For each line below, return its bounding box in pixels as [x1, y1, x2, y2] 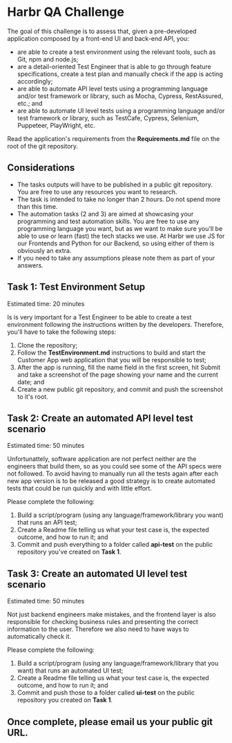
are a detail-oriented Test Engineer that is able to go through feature [17, 62, 212, 70]
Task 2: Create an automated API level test [7, 412, 193, 424]
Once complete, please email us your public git [7, 716, 213, 728]
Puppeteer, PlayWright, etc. [17, 121, 95, 129]
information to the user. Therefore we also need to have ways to [7, 625, 189, 633]
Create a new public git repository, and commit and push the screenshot [17, 385, 223, 393]
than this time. [17, 202, 58, 211]
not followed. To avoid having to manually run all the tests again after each [7, 469, 219, 478]
